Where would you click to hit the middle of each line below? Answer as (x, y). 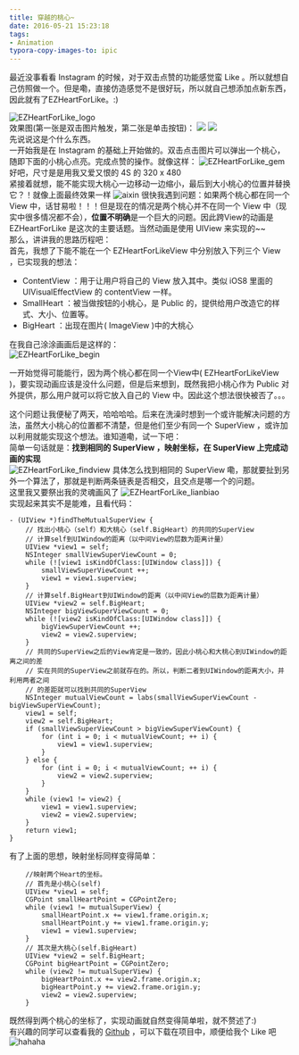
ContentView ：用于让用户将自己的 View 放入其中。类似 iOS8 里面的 (148, 281)
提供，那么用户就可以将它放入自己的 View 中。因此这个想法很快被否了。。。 (153, 395)
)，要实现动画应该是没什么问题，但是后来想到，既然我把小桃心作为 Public (144, 384)
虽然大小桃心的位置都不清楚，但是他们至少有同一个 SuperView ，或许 (153, 426)
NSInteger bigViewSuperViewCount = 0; (97, 611)
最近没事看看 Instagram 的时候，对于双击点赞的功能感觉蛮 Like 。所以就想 (145, 78)
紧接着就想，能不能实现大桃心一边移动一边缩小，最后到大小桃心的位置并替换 (150, 184)
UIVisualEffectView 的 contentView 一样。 (99, 292)
